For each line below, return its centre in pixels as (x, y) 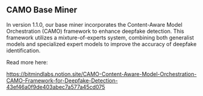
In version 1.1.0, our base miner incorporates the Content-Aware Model (94, 24)
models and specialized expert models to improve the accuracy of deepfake (101, 44)
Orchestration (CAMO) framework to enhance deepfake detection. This (95, 31)
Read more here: (27, 62)
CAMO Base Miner (42, 10)
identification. (23, 50)
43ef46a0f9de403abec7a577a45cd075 (56, 87)
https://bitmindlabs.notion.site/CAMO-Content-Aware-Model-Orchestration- (101, 74)
